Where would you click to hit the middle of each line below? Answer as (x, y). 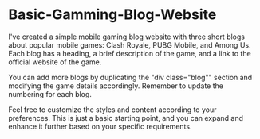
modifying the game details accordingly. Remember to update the (116, 86)
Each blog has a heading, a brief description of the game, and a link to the (130, 53)
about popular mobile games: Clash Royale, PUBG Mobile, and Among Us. (130, 44)
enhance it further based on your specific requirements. (100, 126)
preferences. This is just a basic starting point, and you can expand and (126, 118)
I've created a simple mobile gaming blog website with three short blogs (127, 37)
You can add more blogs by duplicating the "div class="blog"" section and (130, 77)
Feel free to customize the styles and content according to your (112, 110)
